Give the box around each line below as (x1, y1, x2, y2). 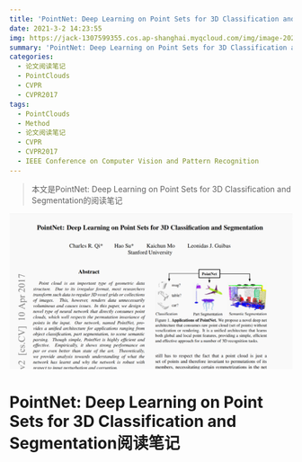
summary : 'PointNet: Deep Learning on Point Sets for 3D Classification (9, 43, 288, 52)
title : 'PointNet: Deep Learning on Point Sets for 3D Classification (9, 14, 280, 23)
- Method (17, 119, 50, 128)
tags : (9, 100, 30, 109)
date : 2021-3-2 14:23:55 (9, 23, 102, 33)
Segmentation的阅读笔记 (31, 194, 123, 206)
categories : (9, 52, 54, 62)
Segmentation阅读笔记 (9, 433, 181, 454)
